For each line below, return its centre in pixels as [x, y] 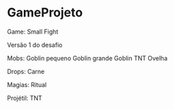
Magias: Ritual [27, 84]
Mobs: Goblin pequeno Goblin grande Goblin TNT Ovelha [87, 58]
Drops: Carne [26, 71]
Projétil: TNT [25, 98]
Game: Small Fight [33, 32]
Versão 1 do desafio [35, 45]
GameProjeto [45, 13]
